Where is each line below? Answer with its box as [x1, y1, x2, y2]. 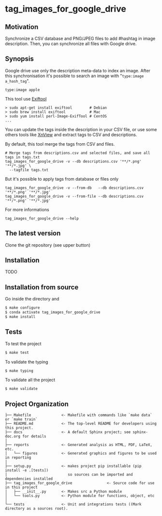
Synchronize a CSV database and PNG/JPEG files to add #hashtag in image [5, 35, 156, 41]
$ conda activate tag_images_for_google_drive [5, 310, 101, 315]
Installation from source [5, 283, 79, 291]
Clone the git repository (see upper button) [5, 242, 91, 248]
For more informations [5, 206, 49, 212]
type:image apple [5, 87, 40, 92]
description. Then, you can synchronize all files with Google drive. [5, 41, 137, 47]
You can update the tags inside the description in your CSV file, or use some [5, 126, 157, 132]
